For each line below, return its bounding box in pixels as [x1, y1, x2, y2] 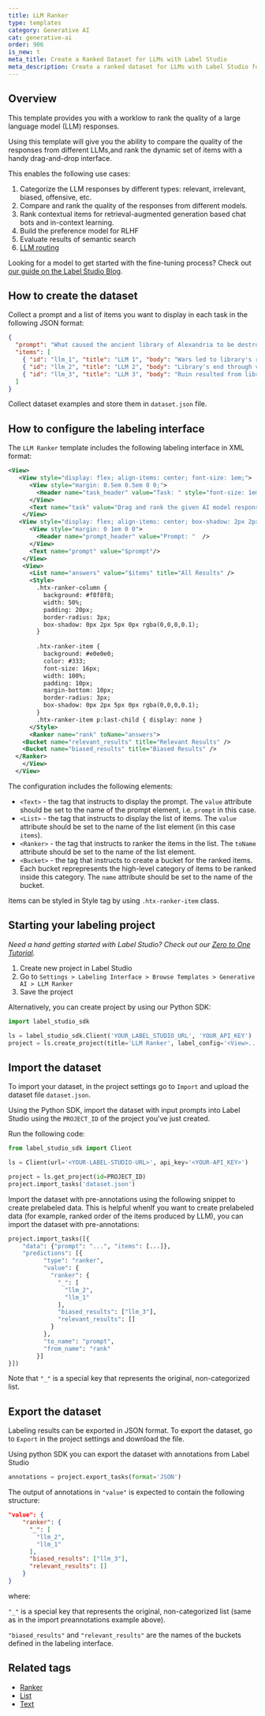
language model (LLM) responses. [8, 121, 120, 131]
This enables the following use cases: [8, 169, 131, 178]
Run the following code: [8, 1129, 85, 1139]
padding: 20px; [43, 606, 93, 614]
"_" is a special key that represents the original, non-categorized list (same [8, 1606, 252, 1616]
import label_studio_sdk [8, 1017, 90, 1025]
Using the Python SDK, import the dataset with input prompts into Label [8, 1106, 241, 1115]
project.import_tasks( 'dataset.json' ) [8, 1180, 136, 1188]
